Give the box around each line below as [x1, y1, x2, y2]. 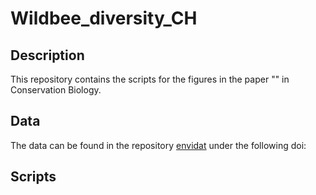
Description [10, 47, 85, 64]
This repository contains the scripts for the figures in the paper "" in [10, 73, 290, 85]
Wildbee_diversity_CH [10, 7, 198, 30]
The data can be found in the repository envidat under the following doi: [10, 139, 307, 151]
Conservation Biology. [10, 84, 102, 96]
